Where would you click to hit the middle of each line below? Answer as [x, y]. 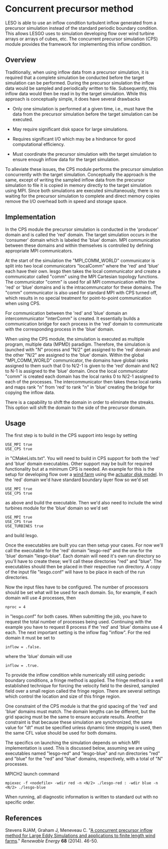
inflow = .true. [22, 666]
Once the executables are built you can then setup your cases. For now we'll [84, 545]
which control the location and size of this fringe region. [63, 696]
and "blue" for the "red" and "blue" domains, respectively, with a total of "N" [84, 759]
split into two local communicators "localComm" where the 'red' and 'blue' [82, 266]
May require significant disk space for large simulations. [70, 129]
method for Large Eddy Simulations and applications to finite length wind [80, 836]
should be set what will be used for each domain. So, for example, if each [81, 593]
